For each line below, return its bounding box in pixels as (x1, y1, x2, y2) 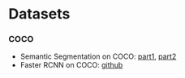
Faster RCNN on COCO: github (19, 60, 123, 70)
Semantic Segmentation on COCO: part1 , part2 (19, 51, 177, 61)
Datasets (8, 5, 71, 23)
